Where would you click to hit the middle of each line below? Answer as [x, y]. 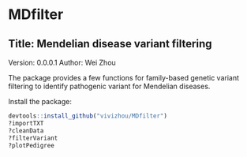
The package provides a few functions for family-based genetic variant [123, 78]
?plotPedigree [32, 145]
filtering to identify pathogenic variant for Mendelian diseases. [109, 86]
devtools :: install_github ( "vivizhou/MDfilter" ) [88, 116]
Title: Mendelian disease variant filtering [110, 44]
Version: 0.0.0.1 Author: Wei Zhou [62, 62]
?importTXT [26, 123]
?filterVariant [33, 138]
